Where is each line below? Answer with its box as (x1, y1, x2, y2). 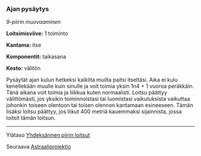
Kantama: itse (6, 41, 42, 49)
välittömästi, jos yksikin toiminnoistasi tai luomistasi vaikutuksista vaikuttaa (6, 95, 190, 103)
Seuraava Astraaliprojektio (6, 143, 71, 151)
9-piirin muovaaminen (6, 19, 61, 26)
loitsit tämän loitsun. (6, 114, 56, 121)
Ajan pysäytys (6, 5, 49, 13)
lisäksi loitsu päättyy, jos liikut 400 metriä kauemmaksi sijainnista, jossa (6, 108, 182, 115)
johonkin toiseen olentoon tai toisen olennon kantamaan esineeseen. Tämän (6, 102, 193, 109)
